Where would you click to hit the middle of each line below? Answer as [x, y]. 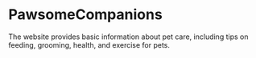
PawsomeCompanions [85, 15]
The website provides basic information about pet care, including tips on [128, 37]
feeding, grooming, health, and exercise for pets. [89, 44]
